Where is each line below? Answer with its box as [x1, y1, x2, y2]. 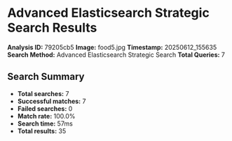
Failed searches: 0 [17, 104, 73, 113]
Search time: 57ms [17, 119, 74, 128]
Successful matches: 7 [17, 97, 86, 105]
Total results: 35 [17, 126, 67, 135]
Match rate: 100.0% [17, 112, 76, 120]
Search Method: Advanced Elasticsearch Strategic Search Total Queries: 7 [7, 51, 226, 59]
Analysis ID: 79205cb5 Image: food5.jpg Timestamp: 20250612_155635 [7, 43, 217, 51]
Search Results [7, 20, 97, 36]
